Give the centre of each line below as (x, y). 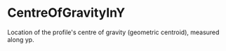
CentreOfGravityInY (66, 13)
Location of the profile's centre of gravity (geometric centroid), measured (113, 32)
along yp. (21, 39)
